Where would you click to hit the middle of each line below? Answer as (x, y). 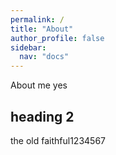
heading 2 (42, 116)
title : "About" (42, 29)
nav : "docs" (44, 57)
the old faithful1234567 (58, 140)
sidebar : (28, 47)
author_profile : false (57, 38)
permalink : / (37, 19)
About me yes (39, 85)
